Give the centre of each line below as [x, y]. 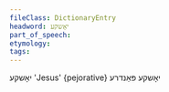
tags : [20, 52]
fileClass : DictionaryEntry [63, 18]
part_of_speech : [40, 35]
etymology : [30, 43]
